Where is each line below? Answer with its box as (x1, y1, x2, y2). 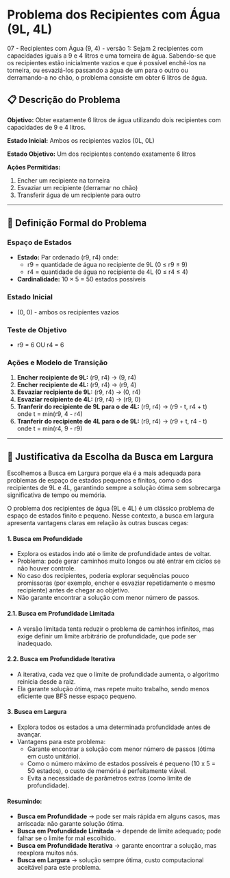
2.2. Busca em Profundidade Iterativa (7, 655, 116, 663)
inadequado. (16, 639, 53, 647)
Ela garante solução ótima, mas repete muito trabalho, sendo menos (16, 684, 210, 693)
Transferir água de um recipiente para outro (16, 191, 141, 199)
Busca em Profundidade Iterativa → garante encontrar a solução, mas (16, 842, 217, 850)
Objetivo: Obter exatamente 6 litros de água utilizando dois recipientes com (7, 115, 221, 124)
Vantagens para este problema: (16, 737, 106, 746)
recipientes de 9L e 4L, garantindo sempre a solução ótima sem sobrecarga (7, 484, 221, 492)
